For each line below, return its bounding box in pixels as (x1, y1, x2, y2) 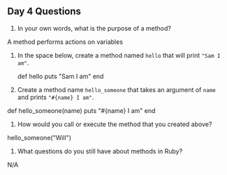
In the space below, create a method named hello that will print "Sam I (17, 51, 221, 59)
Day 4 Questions (7, 6, 82, 17)
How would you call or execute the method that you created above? (17, 120, 212, 128)
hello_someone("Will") (7, 133, 72, 142)
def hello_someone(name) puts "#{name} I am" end (7, 106, 156, 114)
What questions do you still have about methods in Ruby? (17, 146, 183, 155)
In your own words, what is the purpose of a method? (17, 24, 171, 32)
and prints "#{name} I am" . (17, 93, 94, 101)
